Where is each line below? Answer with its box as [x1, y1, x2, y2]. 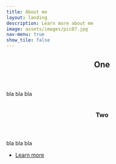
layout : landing [6, 15, 47, 21]
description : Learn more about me [6, 20, 94, 26]
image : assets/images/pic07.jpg [6, 26, 88, 32]
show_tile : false [6, 37, 50, 43]
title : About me [6, 9, 47, 15]
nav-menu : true [6, 32, 45, 38]
